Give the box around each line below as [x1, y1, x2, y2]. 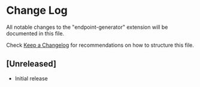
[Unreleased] [6, 59, 57, 69]
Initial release [14, 74, 48, 82]
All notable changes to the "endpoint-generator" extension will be [6, 23, 168, 31]
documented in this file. [6, 29, 65, 37]
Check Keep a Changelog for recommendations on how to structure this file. [6, 41, 195, 49]
